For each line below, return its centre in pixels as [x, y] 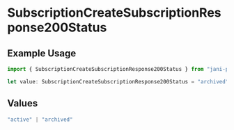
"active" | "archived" [40, 120]
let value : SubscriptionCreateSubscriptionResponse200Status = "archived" [118, 81]
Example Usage [42, 53]
